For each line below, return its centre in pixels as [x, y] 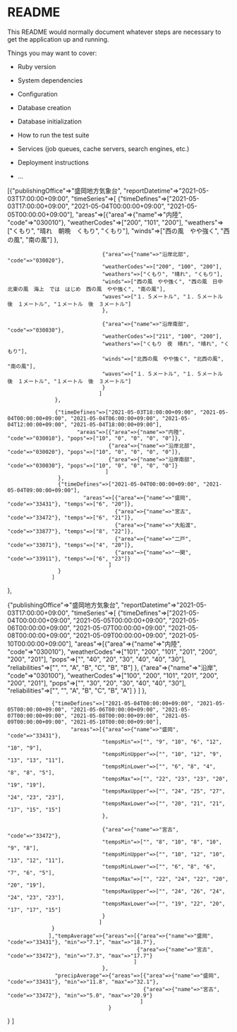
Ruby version [37, 66]
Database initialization [50, 121]
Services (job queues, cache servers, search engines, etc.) [103, 148]
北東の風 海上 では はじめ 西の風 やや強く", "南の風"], [87, 289]
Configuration [37, 94]
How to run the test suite [53, 135]
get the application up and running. [58, 39]
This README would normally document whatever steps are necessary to [114, 32]
